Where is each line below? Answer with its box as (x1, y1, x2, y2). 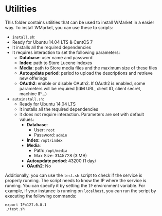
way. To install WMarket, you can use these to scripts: (5, 24, 113, 30)
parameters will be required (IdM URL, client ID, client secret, (19, 85, 142, 91)
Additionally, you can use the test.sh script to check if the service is (5, 172, 143, 178)
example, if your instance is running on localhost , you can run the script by (5, 188, 157, 194)
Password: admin (34, 132, 67, 138)
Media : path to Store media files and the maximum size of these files (19, 65, 157, 71)
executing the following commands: (5, 193, 77, 199)
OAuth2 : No (26, 163, 51, 168)
